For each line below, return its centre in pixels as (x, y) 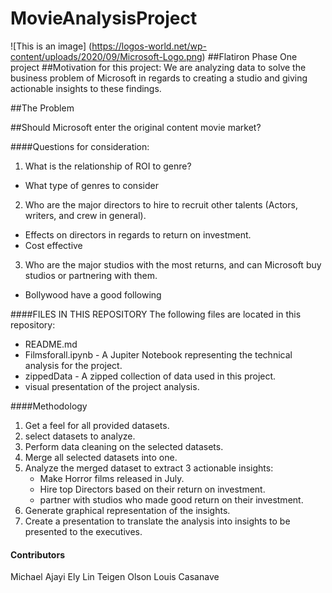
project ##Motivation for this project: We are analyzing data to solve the (158, 67)
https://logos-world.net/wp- (149, 46)
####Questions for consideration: (80, 146)
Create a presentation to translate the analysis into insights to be (157, 521)
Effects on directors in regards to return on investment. (138, 234)
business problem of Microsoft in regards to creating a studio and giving (159, 78)
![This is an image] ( (51, 46)
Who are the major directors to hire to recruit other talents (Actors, (161, 204)
